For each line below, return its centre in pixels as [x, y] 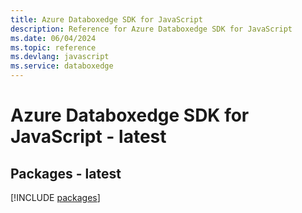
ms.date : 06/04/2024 [53, 38]
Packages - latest [66, 173]
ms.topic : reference [53, 47]
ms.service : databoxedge [62, 66]
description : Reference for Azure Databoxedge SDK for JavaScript [151, 29]
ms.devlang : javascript [60, 57]
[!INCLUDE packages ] [55, 197]
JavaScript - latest [88, 137]
